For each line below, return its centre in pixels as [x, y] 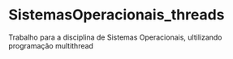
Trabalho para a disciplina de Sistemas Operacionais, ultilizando [115, 37]
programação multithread [51, 45]
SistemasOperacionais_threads [116, 15]
